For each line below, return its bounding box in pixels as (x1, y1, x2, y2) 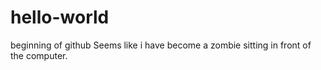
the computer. (10, 49, 68, 61)
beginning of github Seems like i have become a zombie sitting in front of (10, 39, 312, 51)
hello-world (10, 6, 110, 29)
